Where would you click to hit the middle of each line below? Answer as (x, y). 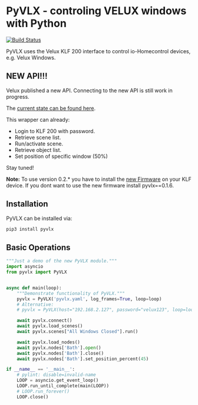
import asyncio (25, 267)
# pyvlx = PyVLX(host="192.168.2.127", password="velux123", (93, 310)
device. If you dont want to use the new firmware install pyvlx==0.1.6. (90, 185)
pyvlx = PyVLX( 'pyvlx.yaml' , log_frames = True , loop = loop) (89, 299)
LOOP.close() (33, 397)
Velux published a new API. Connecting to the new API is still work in (89, 90)
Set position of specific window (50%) (61, 156)
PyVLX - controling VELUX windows (96, 11)
